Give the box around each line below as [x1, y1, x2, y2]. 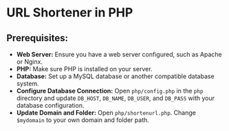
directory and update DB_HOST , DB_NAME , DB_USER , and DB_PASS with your [16, 94, 215, 102]
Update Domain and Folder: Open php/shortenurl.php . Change [16, 108, 197, 117]
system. [16, 80, 39, 87]
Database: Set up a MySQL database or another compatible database [16, 72, 215, 80]
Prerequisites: [6, 32, 68, 44]
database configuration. [16, 102, 85, 109]
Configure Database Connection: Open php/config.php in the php [16, 87, 204, 95]
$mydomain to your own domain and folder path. [16, 116, 149, 124]
